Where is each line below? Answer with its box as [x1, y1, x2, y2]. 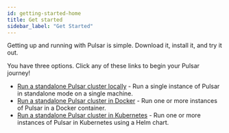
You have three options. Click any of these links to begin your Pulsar [7, 62, 200, 70]
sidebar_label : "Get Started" [7, 23, 94, 29]
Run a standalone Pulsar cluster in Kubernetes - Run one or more [16, 111, 201, 119]
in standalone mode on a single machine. [16, 89, 134, 98]
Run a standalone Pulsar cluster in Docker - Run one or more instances [16, 97, 218, 105]
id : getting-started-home [7, 10, 81, 17]
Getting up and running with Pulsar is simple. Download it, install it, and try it [7, 42, 223, 50]
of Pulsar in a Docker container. [16, 104, 106, 113]
